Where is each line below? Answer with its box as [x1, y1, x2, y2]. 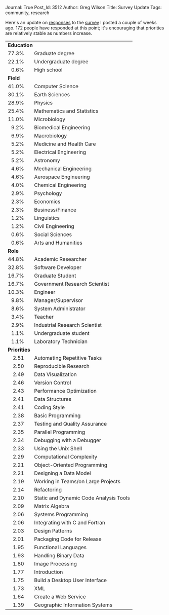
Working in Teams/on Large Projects [34, 478, 120, 485]
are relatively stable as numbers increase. [5, 30, 93, 36]
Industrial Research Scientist [34, 322, 102, 328]
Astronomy [34, 157, 61, 164]
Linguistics [34, 215, 60, 221]
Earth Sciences [34, 91, 70, 98]
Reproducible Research [34, 363, 90, 369]
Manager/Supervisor [34, 297, 83, 303]
